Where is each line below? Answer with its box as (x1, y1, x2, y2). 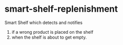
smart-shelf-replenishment (4, 3, 118, 15)
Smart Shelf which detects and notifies (4, 20, 82, 25)
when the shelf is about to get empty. (11, 34, 87, 40)
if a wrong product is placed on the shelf (11, 29, 94, 35)
